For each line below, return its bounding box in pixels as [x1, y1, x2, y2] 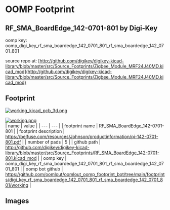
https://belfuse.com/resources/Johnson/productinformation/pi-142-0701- [5, 133, 158, 139]
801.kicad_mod [5, 155, 37, 161]
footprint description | [19, 128, 65, 134]
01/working [5, 182, 29, 188]
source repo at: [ [5, 58, 40, 64]
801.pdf [5, 138, 21, 145]
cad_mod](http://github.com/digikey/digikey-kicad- [5, 68, 112, 75]
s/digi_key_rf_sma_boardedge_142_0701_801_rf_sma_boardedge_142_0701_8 [5, 177, 163, 183]
